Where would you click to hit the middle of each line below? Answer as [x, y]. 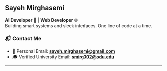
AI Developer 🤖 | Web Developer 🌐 [42, 20]
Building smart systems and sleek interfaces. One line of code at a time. [79, 25]
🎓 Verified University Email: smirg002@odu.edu [63, 57]
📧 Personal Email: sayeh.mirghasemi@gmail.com [64, 51]
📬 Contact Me [23, 38]
